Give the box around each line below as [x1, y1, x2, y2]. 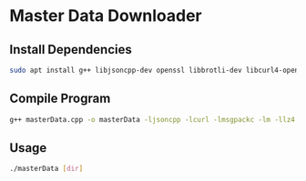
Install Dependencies [9, 42, 132, 57]
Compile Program [9, 91, 111, 106]
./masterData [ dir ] [9, 165, 84, 174]
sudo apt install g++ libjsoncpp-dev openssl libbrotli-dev [9, 65, 243, 75]
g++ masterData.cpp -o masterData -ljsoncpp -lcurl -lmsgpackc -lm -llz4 [9, 115, 296, 124]
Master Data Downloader [9, 5, 202, 26]
